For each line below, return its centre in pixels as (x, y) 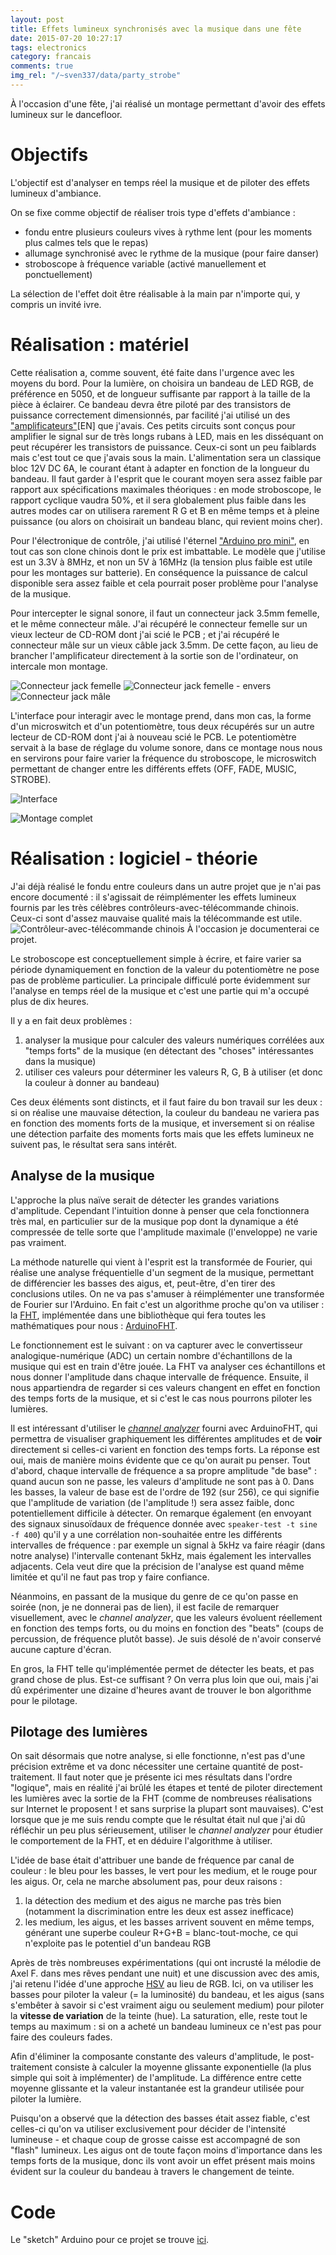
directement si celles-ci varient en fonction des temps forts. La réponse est (165, 1449)
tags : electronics (48, 47)
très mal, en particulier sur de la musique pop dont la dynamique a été (154, 1221)
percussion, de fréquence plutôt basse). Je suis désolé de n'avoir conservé (166, 1638)
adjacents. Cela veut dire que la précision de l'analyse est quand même (157, 1566)
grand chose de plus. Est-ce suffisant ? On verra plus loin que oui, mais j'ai (164, 1679)
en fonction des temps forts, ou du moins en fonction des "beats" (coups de (167, 1628)
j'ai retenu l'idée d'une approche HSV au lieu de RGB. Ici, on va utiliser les (162, 1984)
